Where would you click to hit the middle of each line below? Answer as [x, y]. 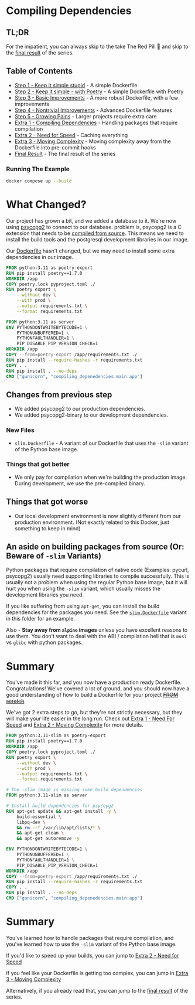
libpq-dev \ [31, 822]
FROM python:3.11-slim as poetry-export [56, 736]
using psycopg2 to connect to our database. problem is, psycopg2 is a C [94, 227]
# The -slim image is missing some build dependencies [74, 790]
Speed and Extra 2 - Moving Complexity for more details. [75, 725]
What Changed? [46, 205]
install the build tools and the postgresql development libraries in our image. [97, 239]
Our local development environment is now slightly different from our [97, 516]
